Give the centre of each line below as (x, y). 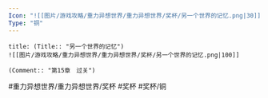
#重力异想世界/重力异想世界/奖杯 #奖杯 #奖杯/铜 (87, 86)
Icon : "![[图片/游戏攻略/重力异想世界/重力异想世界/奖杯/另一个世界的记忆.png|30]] (135, 16)
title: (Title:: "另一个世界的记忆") (66, 46)
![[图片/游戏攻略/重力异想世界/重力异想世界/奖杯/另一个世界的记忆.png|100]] (124, 55)
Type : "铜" (26, 23)
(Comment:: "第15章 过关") (52, 70)
